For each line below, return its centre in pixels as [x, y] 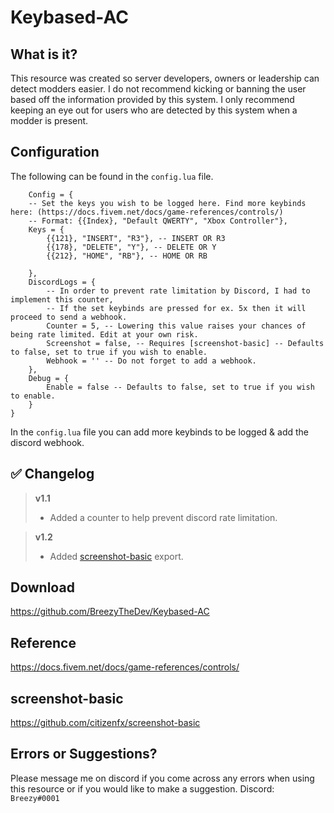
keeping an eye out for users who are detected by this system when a [154, 110]
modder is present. [49, 120]
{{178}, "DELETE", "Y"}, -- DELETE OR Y [131, 247]
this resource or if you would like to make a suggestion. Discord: [142, 788]
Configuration [55, 152]
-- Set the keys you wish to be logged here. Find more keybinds [167, 203]
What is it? [44, 54]
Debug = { [49, 378]
